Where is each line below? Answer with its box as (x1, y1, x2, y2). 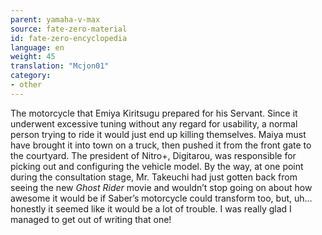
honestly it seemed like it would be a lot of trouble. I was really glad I (10, 202, 292, 215)
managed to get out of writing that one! (10, 213, 172, 225)
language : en (10, 42, 65, 53)
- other (10, 80, 43, 90)
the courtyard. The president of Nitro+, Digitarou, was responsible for (10, 149, 297, 161)
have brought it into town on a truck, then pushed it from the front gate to (10, 139, 312, 151)
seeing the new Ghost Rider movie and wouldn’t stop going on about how (10, 181, 313, 193)
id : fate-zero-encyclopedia (10, 33, 128, 43)
